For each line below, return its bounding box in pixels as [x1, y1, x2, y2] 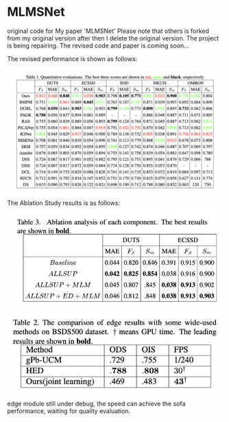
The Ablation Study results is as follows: [7, 198, 120, 207]
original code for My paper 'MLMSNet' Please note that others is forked [7, 27, 209, 35]
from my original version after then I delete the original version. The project [7, 34, 219, 42]
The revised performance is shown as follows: [7, 54, 138, 62]
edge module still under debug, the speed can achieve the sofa [7, 399, 186, 408]
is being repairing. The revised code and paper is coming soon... [7, 41, 190, 49]
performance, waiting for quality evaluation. [7, 407, 131, 415]
